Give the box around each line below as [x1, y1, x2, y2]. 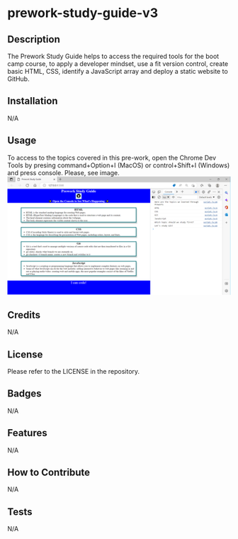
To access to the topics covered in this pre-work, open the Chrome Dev [7, 153, 217, 162]
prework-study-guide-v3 [7, 5, 158, 21]
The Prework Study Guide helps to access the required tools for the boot [7, 52, 220, 60]
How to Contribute [7, 467, 91, 479]
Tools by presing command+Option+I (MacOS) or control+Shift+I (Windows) [7, 161, 230, 170]
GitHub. [7, 74, 30, 83]
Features [7, 427, 47, 439]
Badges [7, 388, 42, 400]
